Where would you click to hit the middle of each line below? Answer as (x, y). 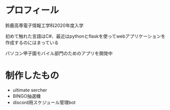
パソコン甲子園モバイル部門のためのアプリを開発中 (59, 53)
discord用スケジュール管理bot (44, 102)
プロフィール (32, 10)
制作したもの (32, 76)
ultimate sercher (30, 90)
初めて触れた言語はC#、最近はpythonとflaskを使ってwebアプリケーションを (86, 36)
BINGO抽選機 (27, 96)
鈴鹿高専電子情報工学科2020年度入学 (44, 25)
